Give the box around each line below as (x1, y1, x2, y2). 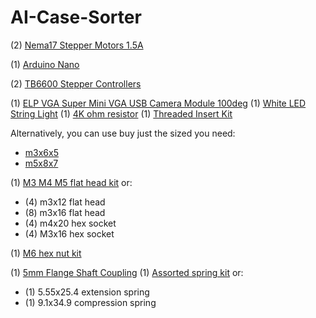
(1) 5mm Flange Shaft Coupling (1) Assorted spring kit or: (10, 266, 244, 278)
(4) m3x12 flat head (24, 196, 106, 208)
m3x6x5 (24, 146, 59, 158)
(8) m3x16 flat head (24, 206, 106, 218)
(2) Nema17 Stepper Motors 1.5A (10, 39, 144, 51)
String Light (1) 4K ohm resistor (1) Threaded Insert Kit (10, 107, 233, 120)
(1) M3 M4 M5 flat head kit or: (10, 176, 133, 188)
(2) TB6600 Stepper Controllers (10, 77, 142, 90)
